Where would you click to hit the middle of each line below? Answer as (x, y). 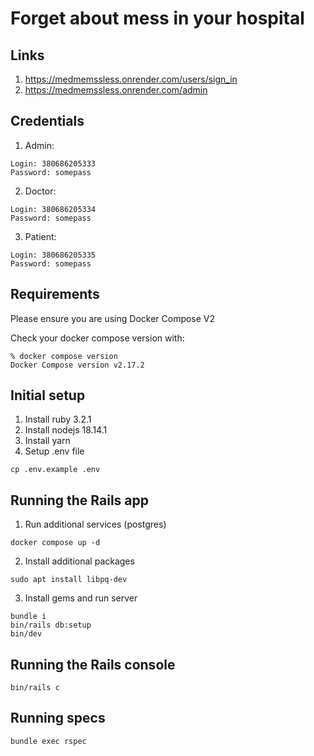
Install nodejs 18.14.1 (66, 430)
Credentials (47, 121)
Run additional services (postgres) (95, 524)
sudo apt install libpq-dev (69, 580)
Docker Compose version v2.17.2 (77, 365)
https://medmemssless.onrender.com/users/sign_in (131, 79)
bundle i (28, 617)
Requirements (55, 294)
